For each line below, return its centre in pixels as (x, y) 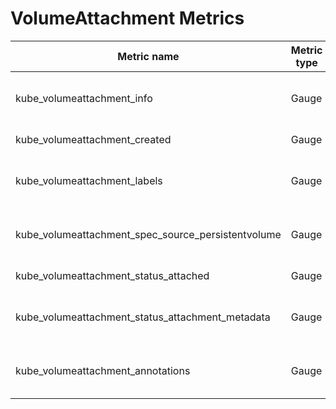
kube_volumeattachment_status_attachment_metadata (143, 317)
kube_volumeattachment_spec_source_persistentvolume (148, 234)
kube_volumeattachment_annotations (103, 370)
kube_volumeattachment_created (93, 139)
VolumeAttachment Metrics (127, 18)
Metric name (148, 56)
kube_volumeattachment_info (84, 98)
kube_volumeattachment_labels (89, 180)
